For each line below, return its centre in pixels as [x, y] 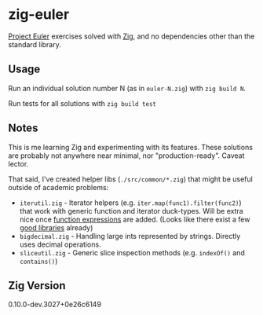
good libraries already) [56, 227]
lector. [18, 163]
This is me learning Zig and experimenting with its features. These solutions [131, 147]
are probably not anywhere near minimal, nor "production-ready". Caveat [126, 156]
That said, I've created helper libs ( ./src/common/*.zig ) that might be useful [130, 179]
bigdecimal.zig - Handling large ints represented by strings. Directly [130, 236]
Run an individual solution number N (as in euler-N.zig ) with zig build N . [127, 88]
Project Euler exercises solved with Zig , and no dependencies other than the [131, 36]
